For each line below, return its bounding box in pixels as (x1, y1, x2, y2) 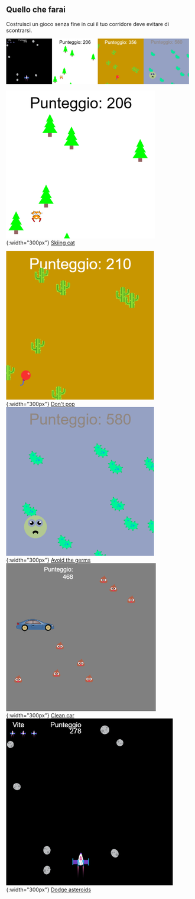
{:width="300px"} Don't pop (6, 400, 75, 407)
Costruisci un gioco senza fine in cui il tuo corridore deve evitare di (6, 20, 170, 27)
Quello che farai (6, 5, 66, 15)
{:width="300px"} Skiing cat (6, 239, 75, 246)
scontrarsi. (6, 27, 32, 34)
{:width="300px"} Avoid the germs (6, 556, 91, 563)
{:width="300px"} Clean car (6, 711, 75, 718)
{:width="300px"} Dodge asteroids (6, 886, 92, 893)
